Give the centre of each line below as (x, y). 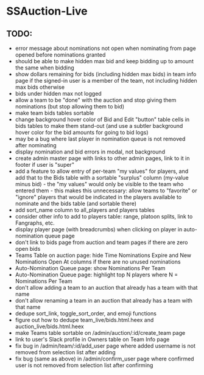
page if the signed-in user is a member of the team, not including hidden (106, 81)
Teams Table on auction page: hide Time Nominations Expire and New (103, 255)
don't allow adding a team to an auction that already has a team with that (106, 288)
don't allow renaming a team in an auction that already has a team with (104, 300)
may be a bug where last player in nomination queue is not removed (100, 139)
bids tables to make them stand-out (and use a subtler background (99, 126)
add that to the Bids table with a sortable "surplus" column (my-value (102, 177)
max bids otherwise (40, 87)
